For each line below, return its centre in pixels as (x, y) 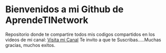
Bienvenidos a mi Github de (64, 9)
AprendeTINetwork (47, 20)
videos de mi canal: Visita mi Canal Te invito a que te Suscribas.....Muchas (83, 40)
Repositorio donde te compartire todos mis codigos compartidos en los (80, 34)
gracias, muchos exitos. (30, 45)
